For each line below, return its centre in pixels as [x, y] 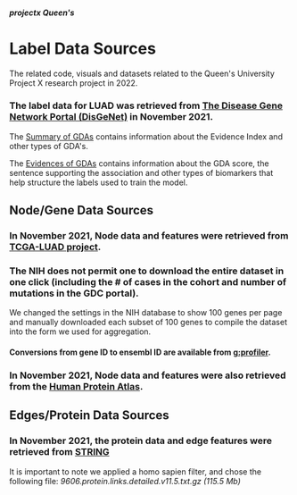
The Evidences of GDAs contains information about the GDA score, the [139, 163]
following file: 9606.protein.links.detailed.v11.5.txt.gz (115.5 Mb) [125, 481]
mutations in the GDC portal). [74, 293]
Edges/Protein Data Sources [89, 415]
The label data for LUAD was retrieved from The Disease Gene [146, 105]
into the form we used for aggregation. [80, 331]
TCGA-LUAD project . [55, 247]
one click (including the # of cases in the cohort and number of [148, 282]
